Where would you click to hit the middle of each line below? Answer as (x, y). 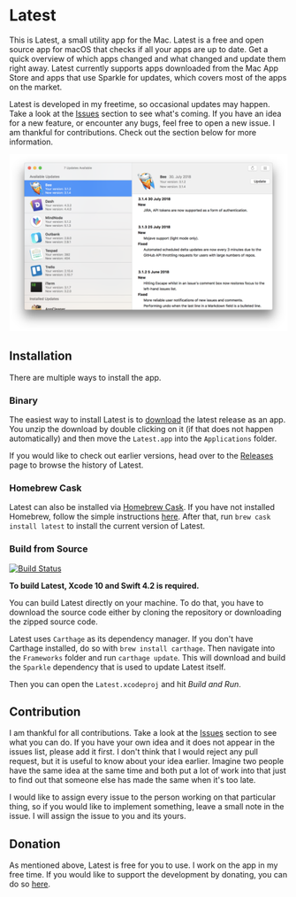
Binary (23, 400)
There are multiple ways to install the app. (85, 377)
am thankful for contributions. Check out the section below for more (133, 132)
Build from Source (49, 549)
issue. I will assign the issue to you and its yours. (98, 816)
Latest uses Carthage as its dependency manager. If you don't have (131, 638)
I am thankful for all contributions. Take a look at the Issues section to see (143, 733)
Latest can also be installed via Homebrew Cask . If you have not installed (142, 507)
